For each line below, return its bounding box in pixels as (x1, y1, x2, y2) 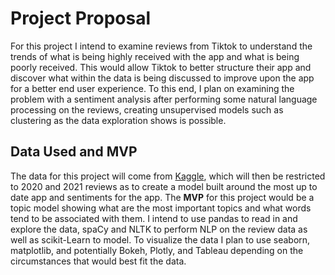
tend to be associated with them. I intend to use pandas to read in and (10, 212, 298, 224)
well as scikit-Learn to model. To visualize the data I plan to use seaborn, (10, 233, 311, 246)
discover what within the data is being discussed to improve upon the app (10, 72, 315, 84)
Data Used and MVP (10, 143, 138, 161)
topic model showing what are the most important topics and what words (10, 202, 312, 214)
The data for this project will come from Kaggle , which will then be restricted (10, 170, 326, 182)
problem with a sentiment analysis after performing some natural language (10, 93, 318, 105)
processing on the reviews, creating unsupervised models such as (10, 103, 284, 116)
